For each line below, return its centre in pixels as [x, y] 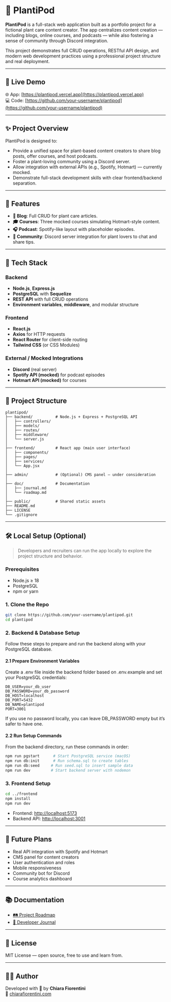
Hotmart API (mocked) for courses [49, 380]
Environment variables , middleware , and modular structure [76, 305]
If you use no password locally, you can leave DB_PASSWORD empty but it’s [85, 719]
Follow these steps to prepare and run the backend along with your [76, 643]
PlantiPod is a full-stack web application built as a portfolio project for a [81, 24]
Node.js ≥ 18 [26, 580]
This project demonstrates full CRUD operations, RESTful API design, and [82, 50]
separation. [24, 183]
